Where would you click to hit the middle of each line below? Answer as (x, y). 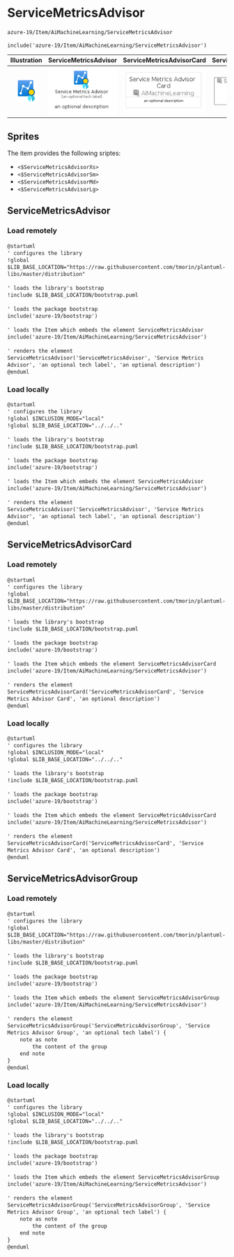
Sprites (23, 137)
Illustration (26, 60)
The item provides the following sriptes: (64, 153)
